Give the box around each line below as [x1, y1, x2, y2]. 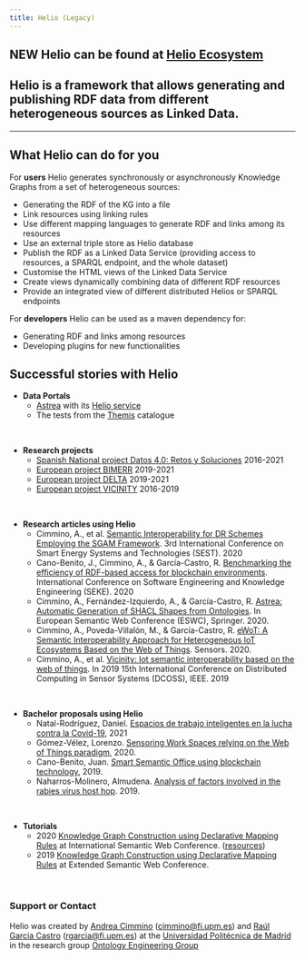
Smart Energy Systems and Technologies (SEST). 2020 [35, 548, 243, 559]
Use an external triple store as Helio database [22, 237, 193, 248]
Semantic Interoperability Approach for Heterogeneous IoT [35, 635, 256, 646]
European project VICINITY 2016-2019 [35, 483, 180, 495]
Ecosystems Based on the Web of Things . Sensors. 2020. [35, 644, 252, 655]
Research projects [22, 445, 93, 456]
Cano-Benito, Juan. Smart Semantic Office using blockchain [35, 757, 261, 767]
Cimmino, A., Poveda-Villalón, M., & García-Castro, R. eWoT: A [35, 625, 269, 636]
